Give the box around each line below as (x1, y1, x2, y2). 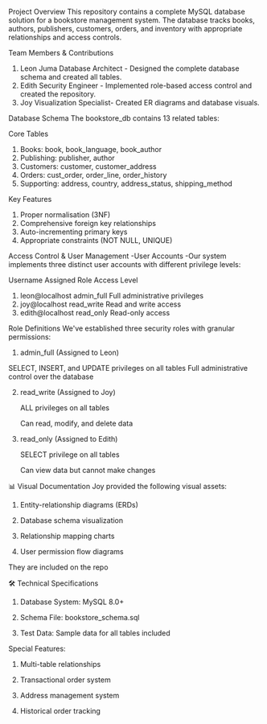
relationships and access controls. (8, 32, 122, 42)
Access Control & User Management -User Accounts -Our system (8, 251, 227, 261)
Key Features (8, 195, 52, 204)
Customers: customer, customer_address (19, 162, 157, 171)
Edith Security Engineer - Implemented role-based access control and (19, 80, 253, 90)
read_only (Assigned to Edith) (19, 434, 118, 443)
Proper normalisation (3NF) (19, 210, 111, 220)
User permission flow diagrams (19, 547, 124, 556)
